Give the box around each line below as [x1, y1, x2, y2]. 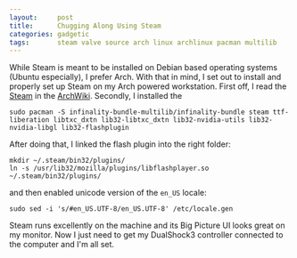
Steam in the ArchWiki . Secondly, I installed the [9, 91, 183, 101]
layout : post [9, 12, 74, 22]
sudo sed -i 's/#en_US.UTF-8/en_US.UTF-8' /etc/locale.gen [9, 205, 234, 214]
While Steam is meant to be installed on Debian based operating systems [9, 62, 278, 73]
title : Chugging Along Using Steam [9, 21, 162, 30]
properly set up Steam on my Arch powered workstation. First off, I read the [9, 81, 287, 92]
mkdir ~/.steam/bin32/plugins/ [9, 157, 126, 165]
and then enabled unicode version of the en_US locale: [9, 188, 207, 198]
